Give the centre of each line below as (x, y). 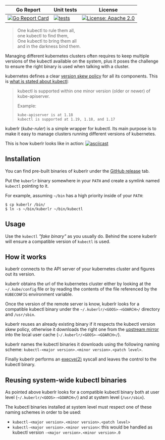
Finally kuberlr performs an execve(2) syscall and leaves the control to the (81, 359)
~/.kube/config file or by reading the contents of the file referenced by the (81, 289)
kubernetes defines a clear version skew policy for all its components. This (82, 76)
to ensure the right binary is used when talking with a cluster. (67, 66)
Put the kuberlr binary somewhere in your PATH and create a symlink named (82, 180)
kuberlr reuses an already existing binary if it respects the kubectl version (80, 324)
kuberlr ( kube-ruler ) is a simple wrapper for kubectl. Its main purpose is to (81, 128)
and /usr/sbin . (20, 314)
